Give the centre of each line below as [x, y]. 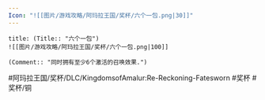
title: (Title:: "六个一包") [54, 39]
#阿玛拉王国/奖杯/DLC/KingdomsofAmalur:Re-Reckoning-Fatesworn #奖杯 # [132, 78]
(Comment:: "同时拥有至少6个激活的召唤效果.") [78, 62]
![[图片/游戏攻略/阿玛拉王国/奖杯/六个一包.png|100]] [88, 47]
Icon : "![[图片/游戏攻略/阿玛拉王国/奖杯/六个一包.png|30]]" [101, 15]
